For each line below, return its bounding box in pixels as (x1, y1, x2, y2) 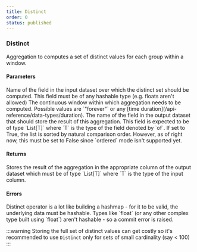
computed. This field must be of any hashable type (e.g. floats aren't (6, 92, 174, 99)
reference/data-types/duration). (6, 111, 85, 119)
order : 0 (6, 14, 28, 20)
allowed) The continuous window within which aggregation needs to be (6, 99, 182, 106)
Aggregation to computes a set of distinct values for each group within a (6, 53, 184, 60)
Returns (6, 150, 27, 158)
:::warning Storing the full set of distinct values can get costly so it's (6, 228, 173, 235)
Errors (6, 190, 22, 197)
